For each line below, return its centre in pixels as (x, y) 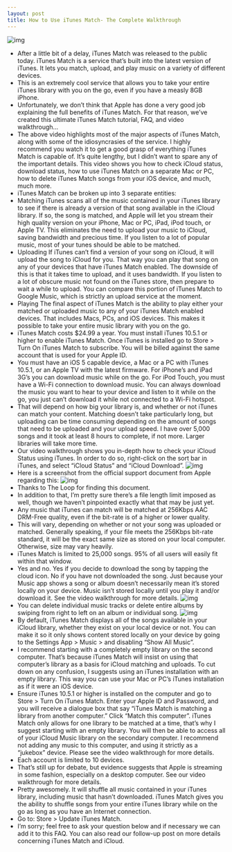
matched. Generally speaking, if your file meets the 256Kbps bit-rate (115, 531)
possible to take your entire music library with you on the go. (104, 326)
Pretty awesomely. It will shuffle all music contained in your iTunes (112, 789)
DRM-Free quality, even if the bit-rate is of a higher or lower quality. (113, 517)
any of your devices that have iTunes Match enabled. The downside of (118, 267)
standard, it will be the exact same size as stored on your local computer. (121, 539)
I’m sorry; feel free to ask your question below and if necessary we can (118, 826)
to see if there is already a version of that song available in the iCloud (116, 208)
